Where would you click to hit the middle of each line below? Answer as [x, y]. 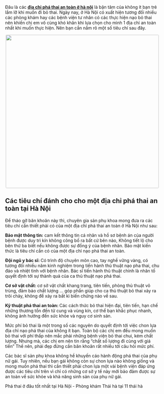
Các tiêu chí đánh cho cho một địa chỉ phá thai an [82, 201]
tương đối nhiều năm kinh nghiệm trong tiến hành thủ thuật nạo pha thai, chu [82, 265]
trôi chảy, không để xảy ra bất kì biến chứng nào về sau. [62, 296]
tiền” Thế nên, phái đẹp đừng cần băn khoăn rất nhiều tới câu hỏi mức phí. [80, 346]
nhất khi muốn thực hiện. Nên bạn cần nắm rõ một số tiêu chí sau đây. [76, 28]
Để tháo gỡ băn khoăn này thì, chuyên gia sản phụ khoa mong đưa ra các [79, 220]
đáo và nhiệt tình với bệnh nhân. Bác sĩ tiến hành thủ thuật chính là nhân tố [80, 271]
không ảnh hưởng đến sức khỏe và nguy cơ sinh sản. [59, 315]
